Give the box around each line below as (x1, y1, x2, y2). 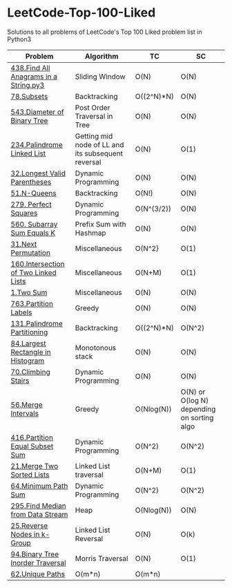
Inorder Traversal (10, 558, 67, 567)
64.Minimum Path (10, 481, 68, 491)
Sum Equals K (10, 228, 56, 238)
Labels (10, 307, 32, 317)
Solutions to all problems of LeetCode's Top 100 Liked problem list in (7, 28, 202, 36)
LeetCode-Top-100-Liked (7, 5, 156, 21)
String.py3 (10, 80, 45, 90)
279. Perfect (10, 199, 52, 209)
